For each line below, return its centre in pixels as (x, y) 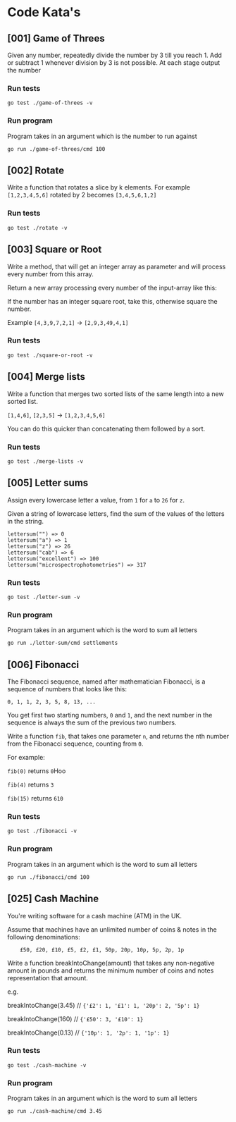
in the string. (26, 521)
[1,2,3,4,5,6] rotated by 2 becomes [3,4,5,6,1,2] (82, 195)
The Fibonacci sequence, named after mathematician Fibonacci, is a (106, 682)
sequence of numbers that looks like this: (67, 689)
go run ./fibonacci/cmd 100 (49, 877)
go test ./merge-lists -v (45, 461)
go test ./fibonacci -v (42, 831)
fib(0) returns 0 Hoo (37, 771)
